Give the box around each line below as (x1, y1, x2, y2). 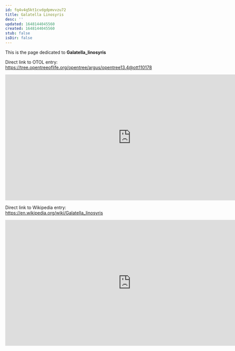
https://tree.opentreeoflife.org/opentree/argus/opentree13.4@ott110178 (5, 64, 152, 71)
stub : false (5, 31, 30, 36)
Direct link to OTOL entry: (5, 59, 58, 65)
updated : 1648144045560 (5, 21, 55, 27)
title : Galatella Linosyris (5, 12, 64, 17)
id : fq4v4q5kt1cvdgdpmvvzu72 (5, 7, 66, 13)
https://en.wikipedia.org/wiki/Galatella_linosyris (5, 209, 103, 216)
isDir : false (5, 36, 33, 41)
